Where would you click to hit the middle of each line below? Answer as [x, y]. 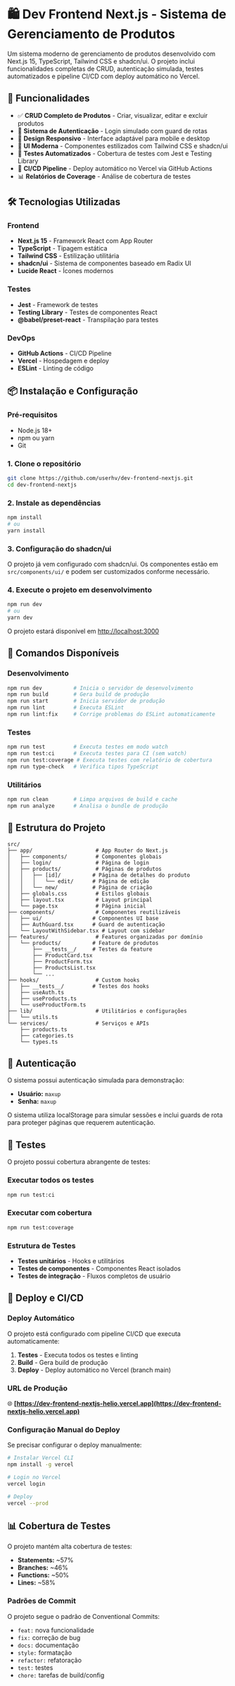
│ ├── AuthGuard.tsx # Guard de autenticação [86, 925]
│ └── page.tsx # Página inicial [77, 906]
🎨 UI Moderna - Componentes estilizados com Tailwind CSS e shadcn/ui [123, 145]
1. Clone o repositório [44, 464]
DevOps [21, 338]
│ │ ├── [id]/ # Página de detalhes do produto [99, 875]
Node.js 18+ [35, 430]
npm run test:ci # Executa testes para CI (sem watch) [97, 754]
